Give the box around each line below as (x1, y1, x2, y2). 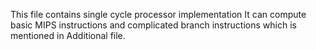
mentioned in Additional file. (10, 30, 126, 41)
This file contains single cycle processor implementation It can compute (10, 9, 307, 20)
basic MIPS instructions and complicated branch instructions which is (10, 19, 297, 31)
